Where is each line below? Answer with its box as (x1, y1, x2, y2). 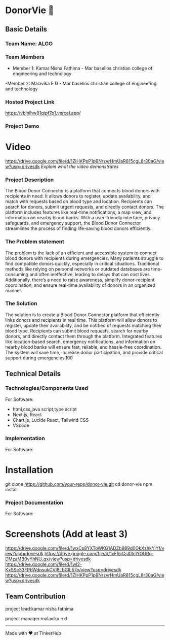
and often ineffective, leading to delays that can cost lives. (29, 271, 151, 277)
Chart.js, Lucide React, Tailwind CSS (12, 417, 89, 423)
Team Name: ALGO (5, 40, 53, 47)
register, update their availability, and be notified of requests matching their (5, 322, 162, 328)
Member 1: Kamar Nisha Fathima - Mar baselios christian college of (12, 65, 153, 71)
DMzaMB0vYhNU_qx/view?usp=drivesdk (5, 556, 91, 562)
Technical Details (5, 369, 61, 378)
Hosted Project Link (5, 98, 55, 106)
